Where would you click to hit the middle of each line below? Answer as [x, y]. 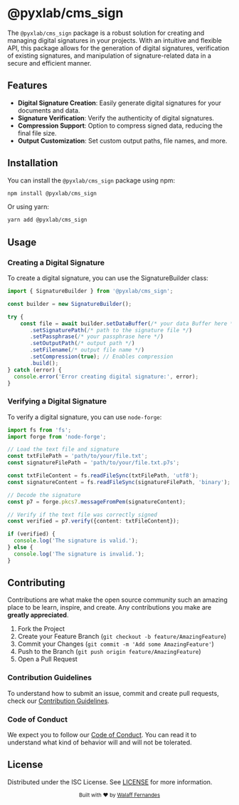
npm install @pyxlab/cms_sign [52, 193]
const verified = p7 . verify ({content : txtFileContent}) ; [94, 521]
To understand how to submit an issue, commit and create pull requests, [113, 693]
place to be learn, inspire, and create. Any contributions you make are [110, 607]
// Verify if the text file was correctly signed [83, 515]
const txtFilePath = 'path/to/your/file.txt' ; [78, 456]
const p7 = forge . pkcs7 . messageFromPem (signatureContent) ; [97, 502]
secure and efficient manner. [49, 63]
